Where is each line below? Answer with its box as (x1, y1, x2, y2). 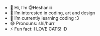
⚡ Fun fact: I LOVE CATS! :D (10, 26, 67, 32)
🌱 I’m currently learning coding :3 (10, 15, 79, 21)
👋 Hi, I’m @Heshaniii (10, 5, 52, 10)
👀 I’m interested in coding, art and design (10, 10, 95, 16)
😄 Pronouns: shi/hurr (10, 20, 55, 26)
